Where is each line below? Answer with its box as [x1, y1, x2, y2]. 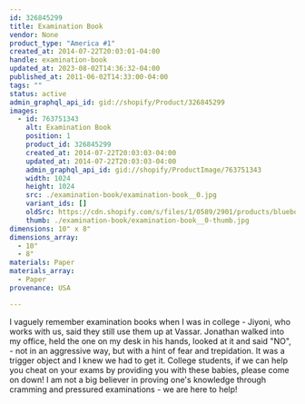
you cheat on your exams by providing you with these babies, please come [9, 364, 290, 375]
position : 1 [25, 132, 71, 141]
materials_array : [9, 267, 75, 276]
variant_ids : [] [25, 199, 88, 209]
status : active [9, 89, 67, 98]
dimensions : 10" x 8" [9, 224, 92, 233]
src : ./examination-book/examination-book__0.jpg [25, 191, 218, 200]
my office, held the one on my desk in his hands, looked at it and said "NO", [9, 335, 292, 346]
